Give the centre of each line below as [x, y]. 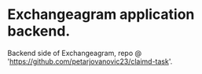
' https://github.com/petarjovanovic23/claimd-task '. [90, 61]
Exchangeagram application [101, 15]
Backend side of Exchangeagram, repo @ [75, 53]
